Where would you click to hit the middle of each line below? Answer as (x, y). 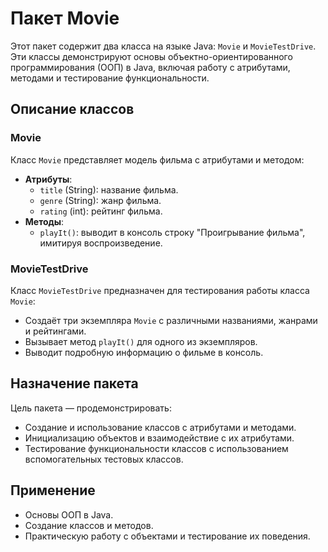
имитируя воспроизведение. (101, 243)
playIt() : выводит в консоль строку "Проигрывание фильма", (172, 232)
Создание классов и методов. (89, 525)
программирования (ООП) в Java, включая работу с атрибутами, (150, 67)
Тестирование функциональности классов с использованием (156, 448)
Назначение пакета (74, 383)
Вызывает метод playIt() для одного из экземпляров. (141, 341)
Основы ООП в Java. (69, 514)
